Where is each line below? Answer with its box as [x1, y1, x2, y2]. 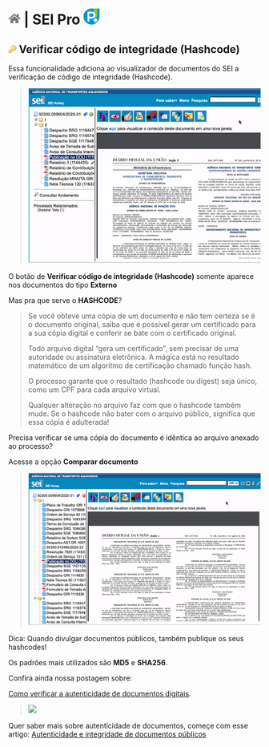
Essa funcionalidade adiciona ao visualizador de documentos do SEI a [8, 64, 239, 73]
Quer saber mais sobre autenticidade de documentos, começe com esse [8, 721, 248, 731]
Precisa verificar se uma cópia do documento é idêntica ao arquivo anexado [8, 433, 259, 442]
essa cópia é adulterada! [27, 418, 110, 427]
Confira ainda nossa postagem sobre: [8, 673, 133, 683]
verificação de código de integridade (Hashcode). [8, 72, 173, 82]
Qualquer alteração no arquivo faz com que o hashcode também [27, 401, 242, 410]
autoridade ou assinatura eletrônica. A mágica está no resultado [27, 353, 239, 362]
